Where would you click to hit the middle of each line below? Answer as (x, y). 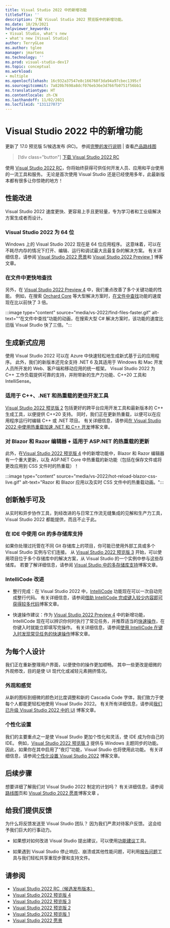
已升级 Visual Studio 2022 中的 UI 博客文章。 (52, 710)
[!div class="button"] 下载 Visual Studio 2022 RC (69, 157)
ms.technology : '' (25, 57)
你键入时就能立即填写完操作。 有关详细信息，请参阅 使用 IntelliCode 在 (85, 627)
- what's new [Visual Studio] (37, 39)
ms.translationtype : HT (30, 90)
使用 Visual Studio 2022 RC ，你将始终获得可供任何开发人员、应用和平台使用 (85, 168)
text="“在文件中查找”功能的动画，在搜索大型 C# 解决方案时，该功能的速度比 (84, 319)
